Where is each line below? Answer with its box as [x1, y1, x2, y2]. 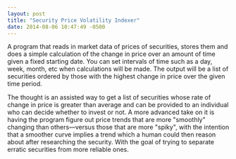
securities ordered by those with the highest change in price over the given [7, 72, 225, 81]
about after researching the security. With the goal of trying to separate [7, 138, 215, 146]
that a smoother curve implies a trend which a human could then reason [7, 130, 216, 139]
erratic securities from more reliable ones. [7, 145, 129, 154]
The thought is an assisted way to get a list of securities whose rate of [7, 93, 211, 102]
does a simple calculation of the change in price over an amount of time [7, 50, 216, 58]
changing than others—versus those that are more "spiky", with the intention [7, 123, 230, 132]
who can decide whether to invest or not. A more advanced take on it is [7, 108, 215, 116]
